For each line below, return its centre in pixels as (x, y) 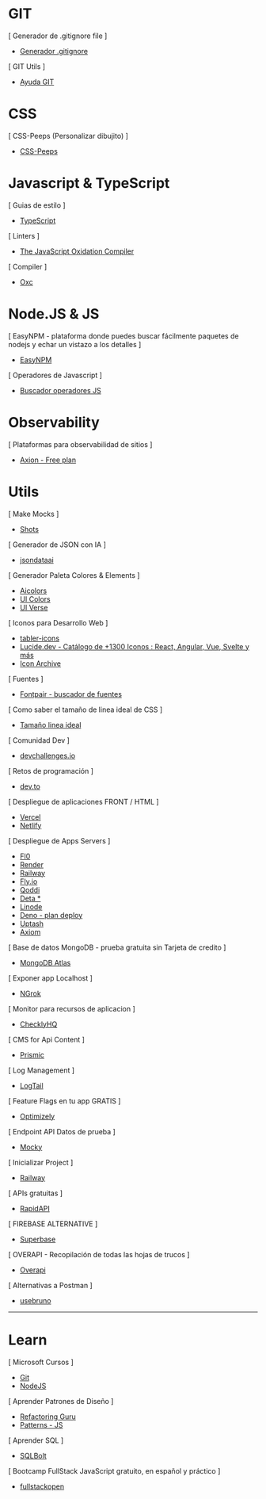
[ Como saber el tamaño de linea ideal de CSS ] (85, 709)
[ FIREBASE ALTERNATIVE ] (53, 1224)
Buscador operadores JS (60, 390)
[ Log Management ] (42, 1070)
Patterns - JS (41, 1424)
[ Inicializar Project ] (41, 1162)
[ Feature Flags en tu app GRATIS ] (65, 1101)
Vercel (30, 816)
